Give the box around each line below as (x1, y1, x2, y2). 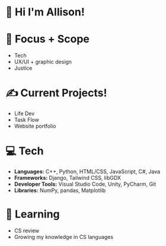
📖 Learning (5, 208, 60, 221)
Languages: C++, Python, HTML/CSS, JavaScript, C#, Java (14, 168, 161, 175)
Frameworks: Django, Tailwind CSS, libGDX (14, 174, 122, 181)
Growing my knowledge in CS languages (14, 233, 114, 240)
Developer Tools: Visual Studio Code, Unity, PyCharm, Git (14, 180, 157, 187)
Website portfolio (14, 122, 56, 130)
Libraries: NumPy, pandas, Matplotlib (14, 187, 106, 194)
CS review (14, 227, 40, 234)
